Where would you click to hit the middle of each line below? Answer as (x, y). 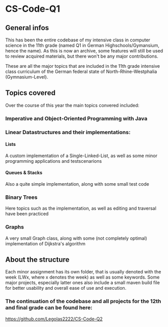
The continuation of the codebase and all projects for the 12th (83, 301)
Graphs (15, 227)
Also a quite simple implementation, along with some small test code (77, 184)
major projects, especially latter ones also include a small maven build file (82, 283)
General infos (27, 28)
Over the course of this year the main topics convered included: (72, 105)
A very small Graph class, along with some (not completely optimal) (76, 238)
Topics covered (30, 93)
